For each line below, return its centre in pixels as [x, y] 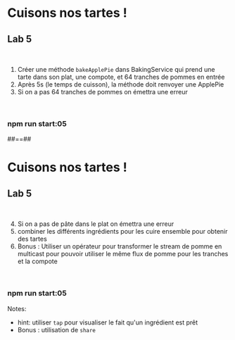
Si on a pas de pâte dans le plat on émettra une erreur [96, 224]
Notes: [17, 308]
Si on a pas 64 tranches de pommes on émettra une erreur [102, 92]
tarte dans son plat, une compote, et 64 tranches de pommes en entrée [121, 77]
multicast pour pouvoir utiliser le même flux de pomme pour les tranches [123, 254]
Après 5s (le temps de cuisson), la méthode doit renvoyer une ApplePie [121, 84]
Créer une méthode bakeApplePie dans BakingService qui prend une [116, 69]
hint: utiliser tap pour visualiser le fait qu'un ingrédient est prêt [108, 322]
